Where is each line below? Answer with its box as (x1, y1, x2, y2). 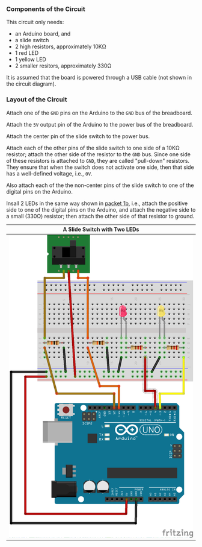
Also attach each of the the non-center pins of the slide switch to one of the (6, 182, 194, 189)
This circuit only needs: (6, 19, 64, 26)
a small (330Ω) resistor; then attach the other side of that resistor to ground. (6, 212, 195, 220)
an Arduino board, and (14, 30, 71, 37)
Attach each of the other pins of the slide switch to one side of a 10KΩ (6, 144, 180, 151)
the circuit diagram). (6, 80, 57, 87)
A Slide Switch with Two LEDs (63, 226, 139, 233)
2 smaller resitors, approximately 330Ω (14, 62, 112, 69)
